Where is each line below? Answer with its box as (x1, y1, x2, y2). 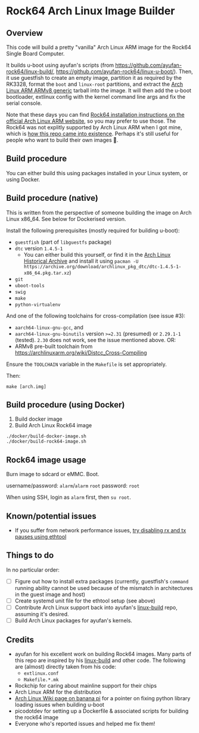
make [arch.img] (6, 383, 46, 390)
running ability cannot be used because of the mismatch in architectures (14, 584, 193, 591)
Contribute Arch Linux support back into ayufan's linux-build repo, (14, 604, 178, 611)
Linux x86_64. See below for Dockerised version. (6, 215, 126, 222)
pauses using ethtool (14, 533, 67, 541)
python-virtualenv (14, 302, 61, 308)
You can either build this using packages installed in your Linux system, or (6, 169, 188, 176)
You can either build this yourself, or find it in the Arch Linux (23, 251, 171, 258)
